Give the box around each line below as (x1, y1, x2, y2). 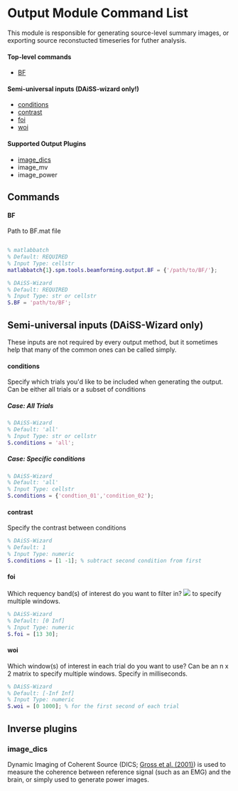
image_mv (17, 162, 48, 172)
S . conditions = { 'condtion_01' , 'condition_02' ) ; (7, 493, 154, 500)
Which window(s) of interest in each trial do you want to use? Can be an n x (7, 661, 229, 670)
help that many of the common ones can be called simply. (7, 345, 177, 354)
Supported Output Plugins (7, 139, 87, 147)
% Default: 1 (7, 544, 46, 551)
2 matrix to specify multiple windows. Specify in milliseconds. (7, 669, 188, 678)
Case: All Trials (7, 401, 54, 410)
